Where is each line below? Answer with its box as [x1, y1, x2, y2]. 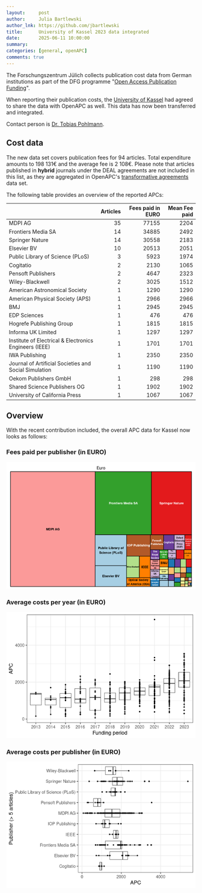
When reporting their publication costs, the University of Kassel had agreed [6, 96, 194, 103]
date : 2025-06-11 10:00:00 [6, 35, 90, 42]
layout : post [6, 10, 50, 16]
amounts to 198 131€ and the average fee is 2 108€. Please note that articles [6, 160, 195, 167]
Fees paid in [129, 205, 161, 212]
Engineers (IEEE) [8, 343, 50, 350]
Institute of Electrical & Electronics [8, 337, 94, 344]
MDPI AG [8, 220, 31, 227]
